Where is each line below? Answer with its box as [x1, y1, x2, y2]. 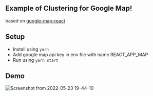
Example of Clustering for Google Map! [5, 4, 132, 13]
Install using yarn [12, 46, 49, 52]
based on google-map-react [5, 17, 66, 23]
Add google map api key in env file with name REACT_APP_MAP [12, 51, 148, 58]
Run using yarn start [12, 57, 59, 63]
